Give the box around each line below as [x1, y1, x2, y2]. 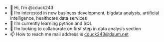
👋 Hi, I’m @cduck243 [9, 5, 54, 10]
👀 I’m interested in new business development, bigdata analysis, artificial [9, 10, 160, 16]
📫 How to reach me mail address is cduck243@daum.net [9, 31, 129, 37]
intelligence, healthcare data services [9, 15, 87, 21]
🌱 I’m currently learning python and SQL [9, 20, 92, 26]
